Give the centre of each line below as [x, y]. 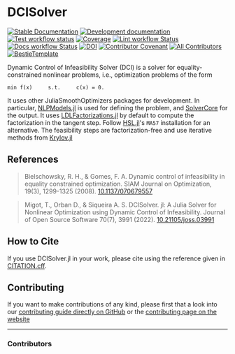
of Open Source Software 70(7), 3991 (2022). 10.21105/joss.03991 [119, 219]
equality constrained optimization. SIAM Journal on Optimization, [118, 184]
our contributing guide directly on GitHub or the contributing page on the [112, 312]
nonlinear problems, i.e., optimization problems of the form [128, 75]
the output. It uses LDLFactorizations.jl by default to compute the [101, 115]
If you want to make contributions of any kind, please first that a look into [113, 304]
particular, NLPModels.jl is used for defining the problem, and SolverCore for [117, 108]
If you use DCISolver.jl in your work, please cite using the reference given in [116, 258]
